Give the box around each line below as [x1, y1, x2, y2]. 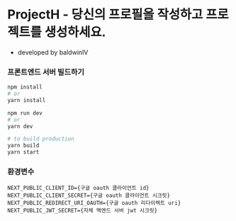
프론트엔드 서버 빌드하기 [7, 67, 85, 76]
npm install [7, 84, 43, 91]
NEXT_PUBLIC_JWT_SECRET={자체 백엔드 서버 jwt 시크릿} [7, 207, 158, 215]
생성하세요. [44, 24, 106, 40]
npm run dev [7, 109, 43, 117]
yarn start [7, 149, 40, 156]
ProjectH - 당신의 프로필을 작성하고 [7, 6, 203, 23]
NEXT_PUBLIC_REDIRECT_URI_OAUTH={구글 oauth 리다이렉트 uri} [7, 200, 181, 207]
